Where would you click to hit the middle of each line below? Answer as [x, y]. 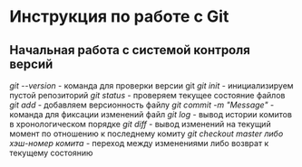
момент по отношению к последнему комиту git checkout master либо [146, 134]
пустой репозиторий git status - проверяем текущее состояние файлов [147, 95]
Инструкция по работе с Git [119, 17]
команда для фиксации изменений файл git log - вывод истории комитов [151, 114]
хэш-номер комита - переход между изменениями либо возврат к [139, 143]
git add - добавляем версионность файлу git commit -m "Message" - [142, 105]
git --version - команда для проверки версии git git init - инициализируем [151, 86]
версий [31, 64]
